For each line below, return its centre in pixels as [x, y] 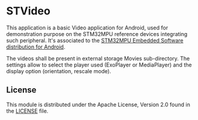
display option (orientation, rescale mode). [59, 71]
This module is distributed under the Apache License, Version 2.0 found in [98, 104]
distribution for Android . [36, 47]
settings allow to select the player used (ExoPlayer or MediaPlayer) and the [99, 65]
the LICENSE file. [27, 111]
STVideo [28, 11]
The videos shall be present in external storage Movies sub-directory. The [98, 58]
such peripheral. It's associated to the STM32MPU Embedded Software [95, 40]
